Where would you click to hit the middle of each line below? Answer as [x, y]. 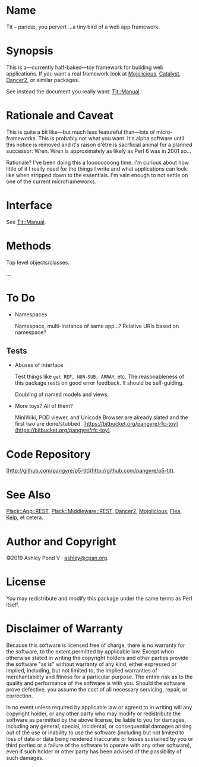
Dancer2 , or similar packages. [43, 80]
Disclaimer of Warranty [65, 629]
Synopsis [30, 51]
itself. [13, 605]
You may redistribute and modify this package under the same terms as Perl [99, 599]
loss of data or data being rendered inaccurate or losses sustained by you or [100, 739]
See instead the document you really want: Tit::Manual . [74, 91]
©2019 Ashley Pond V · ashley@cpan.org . [57, 558]
